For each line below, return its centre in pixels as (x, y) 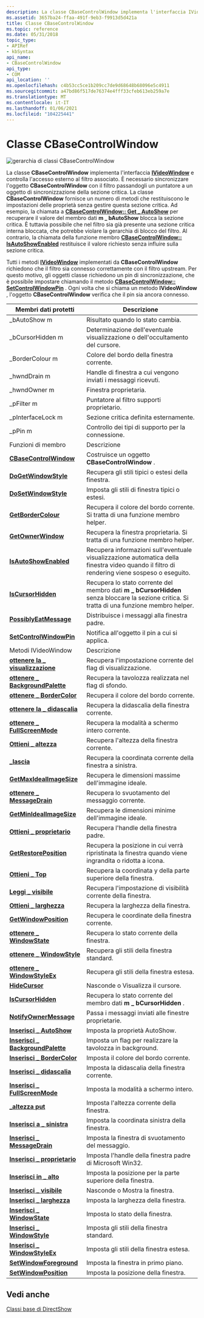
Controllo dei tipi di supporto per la (136, 427)
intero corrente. (108, 731)
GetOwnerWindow (37, 536)
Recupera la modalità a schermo (132, 723)
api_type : (19, 69)
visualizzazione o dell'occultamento (138, 338)
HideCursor (26, 986)
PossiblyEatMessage (40, 619)
